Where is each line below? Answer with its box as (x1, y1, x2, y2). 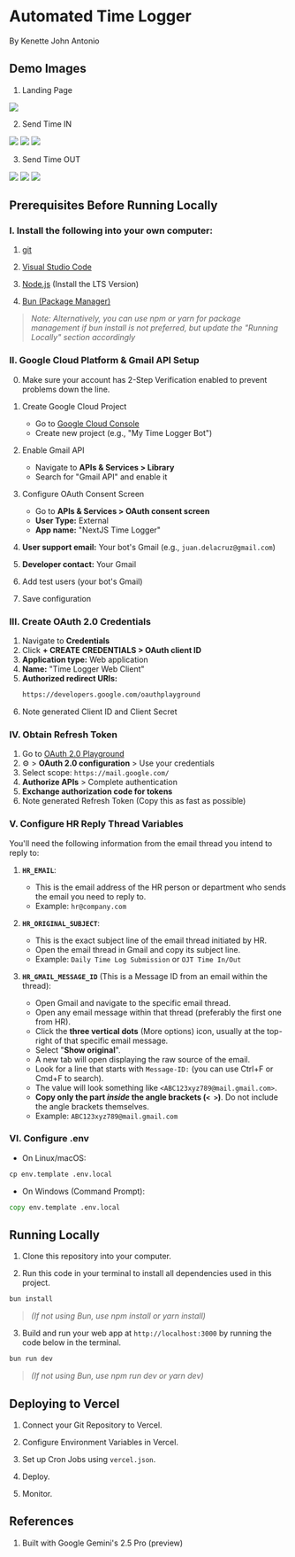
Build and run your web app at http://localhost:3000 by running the (21, 1327, 272, 1339)
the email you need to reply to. (34, 891, 147, 901)
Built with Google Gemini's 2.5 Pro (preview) (21, 1538, 184, 1548)
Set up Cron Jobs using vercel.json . (21, 1453, 156, 1464)
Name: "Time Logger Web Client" (21, 664, 145, 674)
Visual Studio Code (21, 261, 93, 272)
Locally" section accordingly (30, 332, 136, 343)
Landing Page (21, 84, 73, 95)
